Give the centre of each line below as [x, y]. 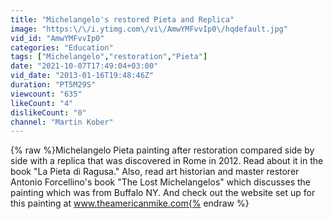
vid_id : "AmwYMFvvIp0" [57, 38]
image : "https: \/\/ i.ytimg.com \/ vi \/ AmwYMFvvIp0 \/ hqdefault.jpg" [149, 29]
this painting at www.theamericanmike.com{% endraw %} [130, 203]
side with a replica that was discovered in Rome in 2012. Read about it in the [167, 161]
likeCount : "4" [42, 103]
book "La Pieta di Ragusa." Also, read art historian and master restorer [155, 172]
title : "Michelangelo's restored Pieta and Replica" [122, 19]
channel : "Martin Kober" [62, 122]
